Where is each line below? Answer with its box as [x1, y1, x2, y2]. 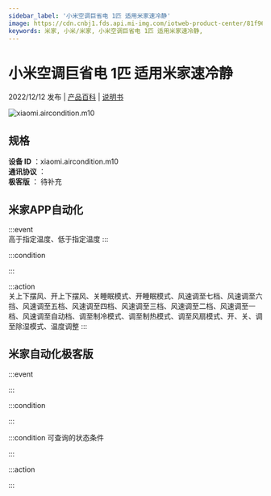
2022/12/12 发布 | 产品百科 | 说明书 [8, 92, 123, 102]
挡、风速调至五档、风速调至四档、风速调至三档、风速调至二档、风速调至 [8, 301, 248, 311]
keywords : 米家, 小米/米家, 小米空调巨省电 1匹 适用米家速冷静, [8, 27, 203, 35]
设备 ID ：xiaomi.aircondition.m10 [8, 156, 119, 166]
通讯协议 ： [8, 167, 46, 177]
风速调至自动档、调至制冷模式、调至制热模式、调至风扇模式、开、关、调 [22, 311, 263, 321]
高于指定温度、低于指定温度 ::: [8, 234, 109, 244]
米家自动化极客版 [8, 348, 94, 361]
